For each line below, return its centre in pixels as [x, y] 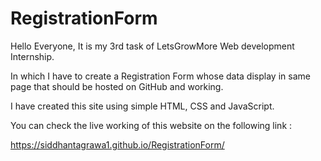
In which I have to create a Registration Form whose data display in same [160, 76]
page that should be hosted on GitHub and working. [117, 86]
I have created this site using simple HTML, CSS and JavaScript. [142, 106]
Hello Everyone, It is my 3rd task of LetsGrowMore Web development [152, 46]
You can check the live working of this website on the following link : [151, 125]
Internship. [32, 56]
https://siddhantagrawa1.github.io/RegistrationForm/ [117, 144]
